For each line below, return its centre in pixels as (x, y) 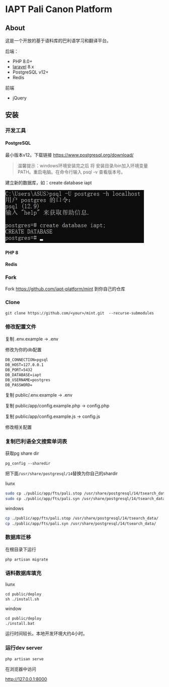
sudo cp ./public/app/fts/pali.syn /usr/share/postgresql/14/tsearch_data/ (86, 498)
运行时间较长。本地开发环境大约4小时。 (47, 633)
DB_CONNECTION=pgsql (27, 360)
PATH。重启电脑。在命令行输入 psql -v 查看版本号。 (71, 172)
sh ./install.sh (22, 599)
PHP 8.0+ (22, 61)
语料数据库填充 (23, 573)
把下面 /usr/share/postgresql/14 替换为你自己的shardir (62, 473)
